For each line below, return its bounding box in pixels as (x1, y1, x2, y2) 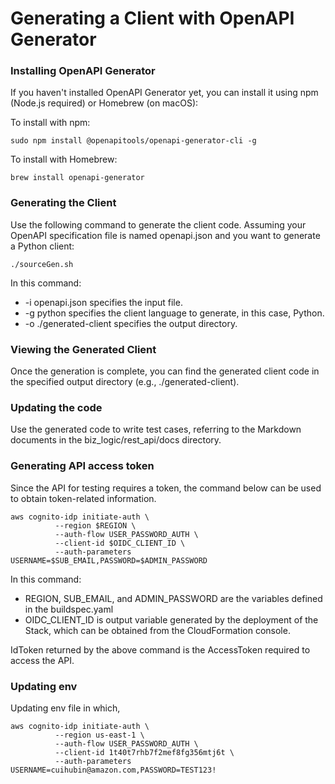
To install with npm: (10, 117, 91, 129)
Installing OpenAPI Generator (10, 64, 156, 78)
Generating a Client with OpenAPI (10, 7, 295, 30)
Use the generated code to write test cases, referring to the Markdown (10, 423, 302, 436)
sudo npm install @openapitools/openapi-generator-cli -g (10, 136, 257, 146)
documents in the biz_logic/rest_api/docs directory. (10, 434, 222, 446)
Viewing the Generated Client (10, 342, 157, 356)
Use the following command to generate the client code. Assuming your (10, 218, 307, 231)
